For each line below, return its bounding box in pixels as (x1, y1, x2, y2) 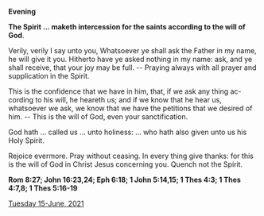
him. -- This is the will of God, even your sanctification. (8, 112, 188, 121)
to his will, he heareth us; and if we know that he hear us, (35, 95, 223, 104)
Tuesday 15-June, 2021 (8, 199, 84, 208)
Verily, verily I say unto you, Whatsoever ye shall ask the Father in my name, (8, 46, 257, 55)
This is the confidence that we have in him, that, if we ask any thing (8, 87, 229, 96)
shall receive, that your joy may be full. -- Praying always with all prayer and (8, 63, 257, 72)
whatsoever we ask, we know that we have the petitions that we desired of (8, 103, 253, 113)
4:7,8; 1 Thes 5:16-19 (8, 183, 78, 193)
